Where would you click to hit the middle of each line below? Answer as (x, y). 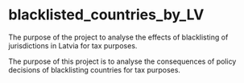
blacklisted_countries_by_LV (106, 15)
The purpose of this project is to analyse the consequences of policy (122, 61)
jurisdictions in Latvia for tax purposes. (73, 45)
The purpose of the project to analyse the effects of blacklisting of (118, 37)
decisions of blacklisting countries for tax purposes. (95, 69)
